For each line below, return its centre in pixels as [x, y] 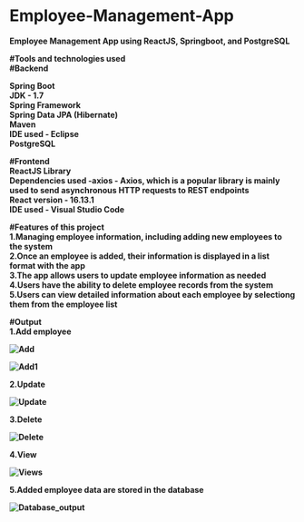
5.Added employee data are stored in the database [107, 489]
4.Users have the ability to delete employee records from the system [142, 285]
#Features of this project [57, 227]
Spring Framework [45, 104]
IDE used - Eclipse [44, 133]
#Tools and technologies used [68, 58]
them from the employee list [64, 304]
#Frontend [29, 161]
